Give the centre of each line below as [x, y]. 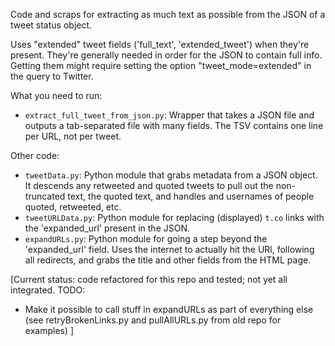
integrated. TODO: [48, 290]
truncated [45, 196]
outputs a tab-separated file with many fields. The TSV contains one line [174, 125]
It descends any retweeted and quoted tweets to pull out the [149, 185]
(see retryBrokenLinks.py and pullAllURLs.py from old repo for [153, 320]
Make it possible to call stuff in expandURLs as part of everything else [169, 309]
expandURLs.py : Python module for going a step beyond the [146, 238]
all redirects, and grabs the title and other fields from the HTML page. [168, 260]
